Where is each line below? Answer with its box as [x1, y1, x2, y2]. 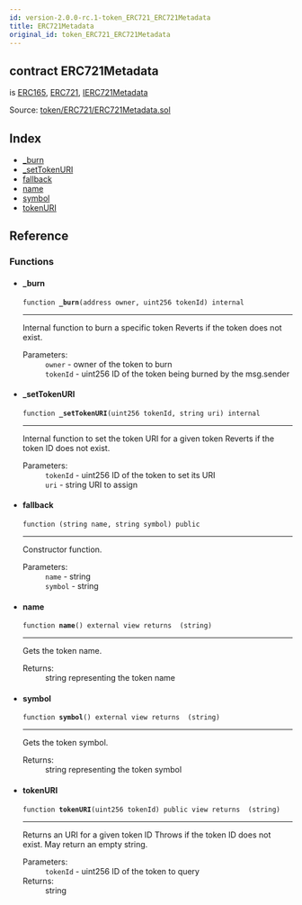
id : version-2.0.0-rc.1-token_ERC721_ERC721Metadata [9, 13, 211, 23]
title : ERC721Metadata [9, 22, 94, 31]
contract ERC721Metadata [9, 63, 159, 78]
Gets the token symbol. [22, 738, 109, 748]
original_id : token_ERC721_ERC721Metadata [9, 30, 171, 39]
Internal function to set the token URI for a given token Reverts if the [22, 433, 275, 444]
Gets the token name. [22, 646, 102, 656]
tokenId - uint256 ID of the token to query [44, 865, 200, 876]
